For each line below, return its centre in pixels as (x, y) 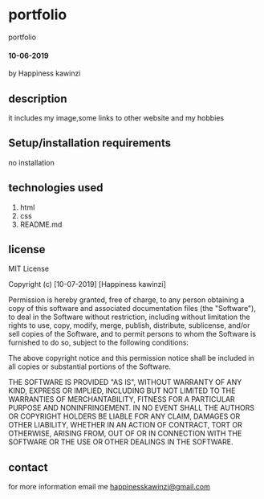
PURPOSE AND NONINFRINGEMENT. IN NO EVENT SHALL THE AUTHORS (132, 408)
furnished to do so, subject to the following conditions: (98, 342)
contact (28, 467)
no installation (31, 162)
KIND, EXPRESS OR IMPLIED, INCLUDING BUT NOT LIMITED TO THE (122, 391)
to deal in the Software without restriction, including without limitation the (129, 317)
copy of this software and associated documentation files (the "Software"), (132, 309)
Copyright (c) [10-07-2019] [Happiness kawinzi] (87, 284)
